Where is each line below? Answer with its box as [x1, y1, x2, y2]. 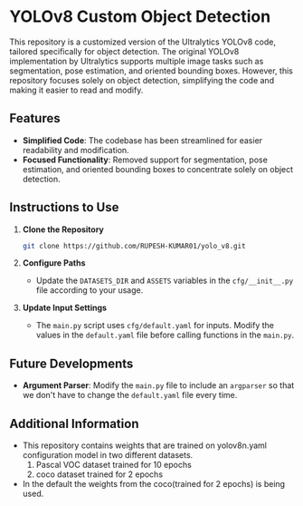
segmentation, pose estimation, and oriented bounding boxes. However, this [9, 65, 294, 76]
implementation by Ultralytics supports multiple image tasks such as [9, 55, 264, 66]
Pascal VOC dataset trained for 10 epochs [35, 460, 192, 471]
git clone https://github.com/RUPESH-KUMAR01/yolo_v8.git [22, 241, 246, 250]
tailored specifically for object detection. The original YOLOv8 [9, 45, 240, 56]
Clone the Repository [22, 224, 104, 235]
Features [9, 111, 61, 126]
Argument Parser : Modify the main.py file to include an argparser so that [22, 380, 295, 391]
